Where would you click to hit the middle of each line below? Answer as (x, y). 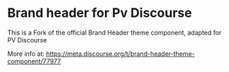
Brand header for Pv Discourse (100, 13)
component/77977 (34, 61)
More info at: (26, 54)
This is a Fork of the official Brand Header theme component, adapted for (114, 32)
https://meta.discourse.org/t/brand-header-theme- (120, 54)
